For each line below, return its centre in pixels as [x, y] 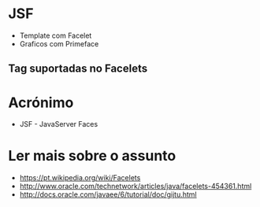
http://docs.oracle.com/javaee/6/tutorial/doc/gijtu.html [108, 194]
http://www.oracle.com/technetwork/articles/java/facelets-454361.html [136, 187]
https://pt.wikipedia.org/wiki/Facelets [80, 178]
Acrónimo [41, 102]
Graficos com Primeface [59, 43]
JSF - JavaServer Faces [59, 124]
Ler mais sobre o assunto [92, 156]
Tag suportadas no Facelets [78, 69]
